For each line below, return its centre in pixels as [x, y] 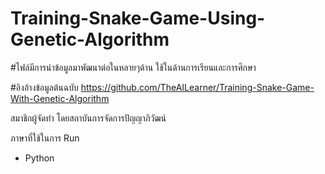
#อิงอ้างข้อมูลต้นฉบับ [44, 87]
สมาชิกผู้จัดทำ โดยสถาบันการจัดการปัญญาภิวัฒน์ [88, 118]
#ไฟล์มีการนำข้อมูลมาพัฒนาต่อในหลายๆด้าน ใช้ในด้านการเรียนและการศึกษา [133, 67]
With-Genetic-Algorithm [60, 98]
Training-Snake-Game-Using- [138, 18]
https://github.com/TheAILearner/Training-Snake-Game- [197, 87]
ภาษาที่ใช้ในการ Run [45, 138]
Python [39, 158]
